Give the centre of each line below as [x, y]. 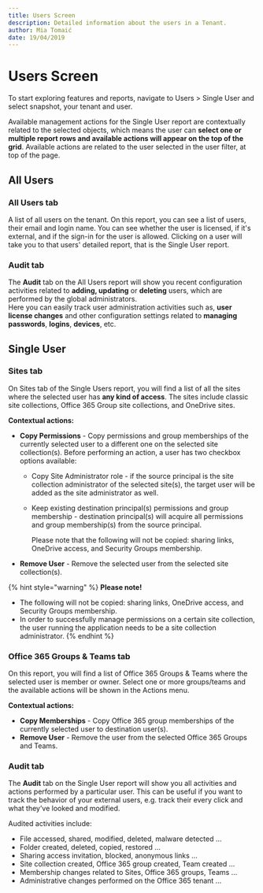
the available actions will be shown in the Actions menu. [99, 691]
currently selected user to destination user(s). [94, 729]
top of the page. [34, 155]
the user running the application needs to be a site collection [118, 628]
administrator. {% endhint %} [67, 635]
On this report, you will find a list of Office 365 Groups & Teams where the [128, 673]
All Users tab [33, 202]
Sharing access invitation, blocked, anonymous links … [109, 856]
